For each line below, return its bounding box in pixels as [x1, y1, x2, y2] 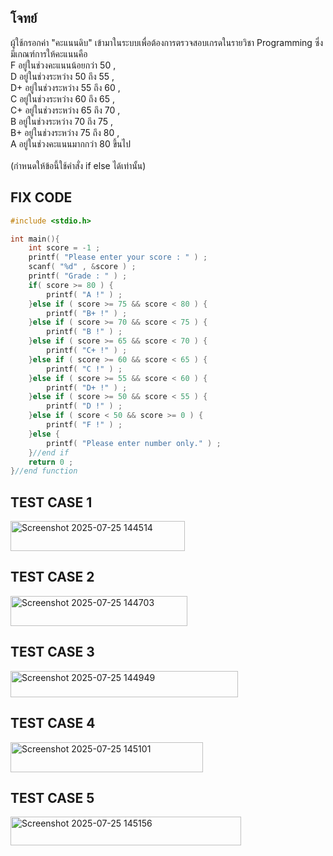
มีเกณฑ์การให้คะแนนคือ [10, 47, 88, 60]
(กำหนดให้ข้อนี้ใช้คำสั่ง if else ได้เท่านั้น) [10, 159, 147, 171]
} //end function [10, 466, 78, 476]
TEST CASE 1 [10, 494, 93, 511]
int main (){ [10, 234, 60, 244]
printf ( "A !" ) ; [46, 289, 123, 300]
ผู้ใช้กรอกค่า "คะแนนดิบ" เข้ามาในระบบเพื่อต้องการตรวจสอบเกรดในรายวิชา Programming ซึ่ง [10, 36, 324, 48]
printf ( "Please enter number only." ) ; [46, 438, 222, 448]
